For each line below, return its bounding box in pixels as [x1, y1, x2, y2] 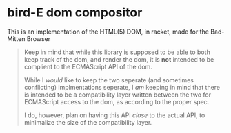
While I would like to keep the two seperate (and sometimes [23, 75, 194, 84]
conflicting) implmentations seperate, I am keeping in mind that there [23, 83, 221, 91]
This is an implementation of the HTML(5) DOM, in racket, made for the [7, 27, 209, 36]
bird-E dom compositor [7, 5, 143, 21]
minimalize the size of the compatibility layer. [23, 118, 152, 126]
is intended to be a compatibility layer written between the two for [23, 90, 212, 99]
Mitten [7, 34, 26, 43]
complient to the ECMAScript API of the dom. [23, 62, 153, 71]
